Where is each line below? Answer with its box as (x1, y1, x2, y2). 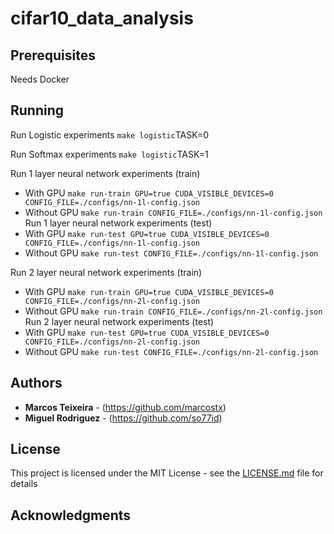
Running (10, 102, 65, 119)
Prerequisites (10, 47, 96, 64)
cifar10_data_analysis (10, 7, 194, 30)
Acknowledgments (10, 507, 132, 524)
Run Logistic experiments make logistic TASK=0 (10, 128, 210, 141)
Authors (10, 375, 63, 392)
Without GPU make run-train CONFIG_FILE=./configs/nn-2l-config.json (24, 305, 323, 317)
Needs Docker (10, 73, 70, 85)
